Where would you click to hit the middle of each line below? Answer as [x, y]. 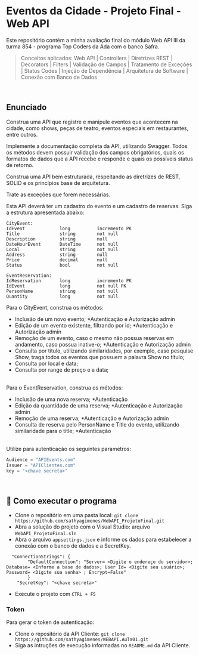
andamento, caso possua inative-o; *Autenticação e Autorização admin [103, 344]
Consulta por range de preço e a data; [62, 370]
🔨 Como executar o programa [62, 501]
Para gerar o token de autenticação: [50, 622]
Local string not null [62, 249]
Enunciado [27, 108]
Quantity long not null [62, 296]
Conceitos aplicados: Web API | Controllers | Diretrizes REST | [97, 58]
